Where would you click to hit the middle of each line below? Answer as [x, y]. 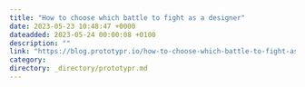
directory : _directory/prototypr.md [79, 69]
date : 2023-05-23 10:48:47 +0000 [73, 26]
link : [20, 52]
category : [28, 60]
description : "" [40, 43]
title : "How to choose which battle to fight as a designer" [128, 18]
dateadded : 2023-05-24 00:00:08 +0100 [83, 34]
